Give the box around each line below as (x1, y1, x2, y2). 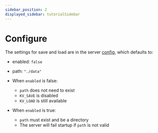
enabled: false (12, 59, 43, 65)
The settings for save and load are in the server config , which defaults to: (5, 49, 154, 55)
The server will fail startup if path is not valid (19, 122, 109, 128)
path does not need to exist (19, 87, 75, 94)
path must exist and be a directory (19, 117, 89, 123)
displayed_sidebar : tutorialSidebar (5, 12, 80, 17)
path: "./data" (12, 68, 42, 74)
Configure (5, 33, 48, 44)
